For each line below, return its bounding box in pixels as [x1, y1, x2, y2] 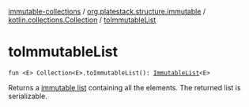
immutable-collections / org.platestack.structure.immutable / [8, 7, 206, 16]
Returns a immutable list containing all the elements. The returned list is [8, 82, 241, 92]
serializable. [8, 91, 47, 101]
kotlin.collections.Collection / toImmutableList [8, 15, 157, 25]
